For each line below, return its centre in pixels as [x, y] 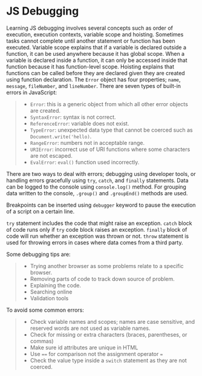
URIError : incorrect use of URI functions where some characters [110, 149]
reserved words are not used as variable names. [90, 328]
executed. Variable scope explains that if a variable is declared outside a [96, 47]
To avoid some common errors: [45, 310]
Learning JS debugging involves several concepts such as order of [90, 28]
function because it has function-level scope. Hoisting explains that [90, 66]
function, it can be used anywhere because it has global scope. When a [96, 53]
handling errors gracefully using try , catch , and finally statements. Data [97, 180]
